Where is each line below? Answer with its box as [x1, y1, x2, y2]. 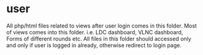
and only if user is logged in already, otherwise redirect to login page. [6, 42, 182, 49]
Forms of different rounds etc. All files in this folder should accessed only [6, 35, 191, 42]
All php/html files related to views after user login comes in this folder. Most [6, 22, 197, 29]
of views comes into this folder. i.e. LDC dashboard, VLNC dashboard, [6, 28, 183, 35]
